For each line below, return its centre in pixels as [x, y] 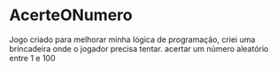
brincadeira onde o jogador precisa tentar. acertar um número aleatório [139, 48]
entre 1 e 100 [32, 58]
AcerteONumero [71, 15]
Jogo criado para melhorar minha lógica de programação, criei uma [132, 39]
